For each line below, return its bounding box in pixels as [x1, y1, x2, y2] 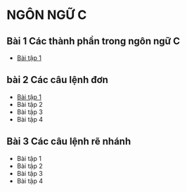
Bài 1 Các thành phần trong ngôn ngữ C [6, 35, 181, 47]
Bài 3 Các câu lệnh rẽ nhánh [6, 136, 131, 148]
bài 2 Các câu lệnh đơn [6, 74, 108, 86]
